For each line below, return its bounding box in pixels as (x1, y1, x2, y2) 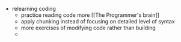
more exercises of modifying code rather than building (20, 24, 156, 31)
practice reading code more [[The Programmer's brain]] (20, 11, 159, 19)
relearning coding (11, 5, 56, 12)
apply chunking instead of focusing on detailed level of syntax (20, 18, 176, 25)
